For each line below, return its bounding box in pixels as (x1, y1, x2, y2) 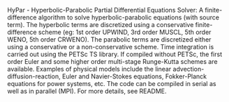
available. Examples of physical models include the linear (7, 65, 172, 73)
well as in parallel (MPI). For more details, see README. (7, 87, 167, 95)
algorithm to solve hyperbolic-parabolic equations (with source (38, 13, 220, 22)
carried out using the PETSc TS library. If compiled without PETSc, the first (7, 50, 222, 58)
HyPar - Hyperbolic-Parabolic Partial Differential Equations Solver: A (7, 6, 204, 14)
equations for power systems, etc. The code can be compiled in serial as (7, 80, 216, 87)
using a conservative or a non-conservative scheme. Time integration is (7, 43, 214, 51)
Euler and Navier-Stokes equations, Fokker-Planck (61, 72, 207, 80)
